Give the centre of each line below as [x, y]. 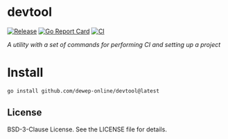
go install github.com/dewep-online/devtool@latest [83, 91]
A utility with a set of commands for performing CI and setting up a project [114, 44]
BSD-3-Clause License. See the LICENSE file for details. [87, 129]
